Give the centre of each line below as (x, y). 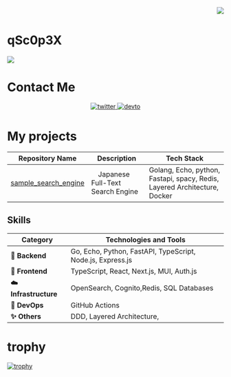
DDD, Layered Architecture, (115, 316)
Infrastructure (34, 294)
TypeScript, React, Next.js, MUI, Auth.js (134, 271)
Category (37, 239)
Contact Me (41, 87)
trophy (26, 347)
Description (117, 158)
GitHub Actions (95, 305)
